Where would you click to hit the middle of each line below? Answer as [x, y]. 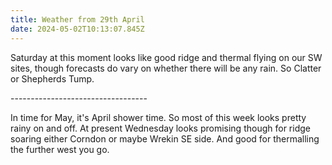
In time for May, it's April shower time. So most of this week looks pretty [158, 117]
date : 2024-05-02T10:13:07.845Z [77, 29]
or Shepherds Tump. [52, 78]
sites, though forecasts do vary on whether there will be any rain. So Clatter [166, 68]
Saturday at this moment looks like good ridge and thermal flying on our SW [166, 57]
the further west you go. [60, 149]
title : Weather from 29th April [77, 19]
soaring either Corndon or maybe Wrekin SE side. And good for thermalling [165, 138]
